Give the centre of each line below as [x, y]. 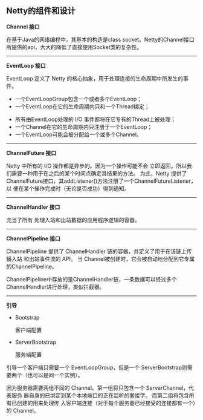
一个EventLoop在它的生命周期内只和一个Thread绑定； [82, 106]
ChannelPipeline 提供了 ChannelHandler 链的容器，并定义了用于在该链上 [96, 251]
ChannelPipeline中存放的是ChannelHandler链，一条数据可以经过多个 [92, 279]
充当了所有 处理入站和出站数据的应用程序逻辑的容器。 [73, 220]
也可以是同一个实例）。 [55, 375]
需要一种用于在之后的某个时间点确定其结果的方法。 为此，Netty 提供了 [99, 173]
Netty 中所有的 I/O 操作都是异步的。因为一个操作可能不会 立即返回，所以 [97, 166]
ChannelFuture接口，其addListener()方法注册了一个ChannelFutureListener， [101, 181]
